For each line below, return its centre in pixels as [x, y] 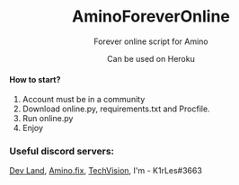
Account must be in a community [84, 100]
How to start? [35, 79]
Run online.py [48, 119]
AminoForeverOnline [151, 17]
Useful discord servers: [62, 152]
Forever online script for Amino [151, 41]
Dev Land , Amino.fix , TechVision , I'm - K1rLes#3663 [106, 171]
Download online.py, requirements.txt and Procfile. [116, 109]
